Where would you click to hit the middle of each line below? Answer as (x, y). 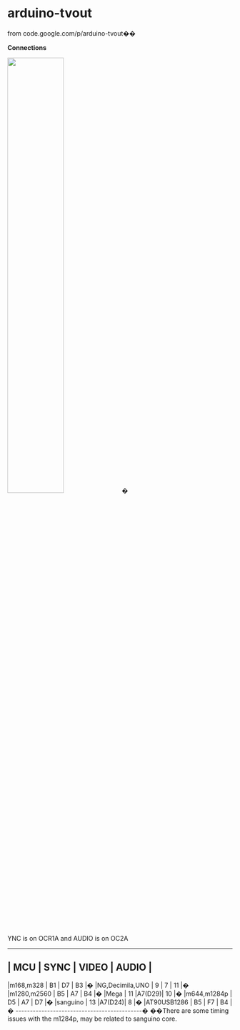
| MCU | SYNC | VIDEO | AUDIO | (80, 967)
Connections (27, 47)
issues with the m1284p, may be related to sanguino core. (92, 1019)
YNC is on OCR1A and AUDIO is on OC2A (68, 938)
